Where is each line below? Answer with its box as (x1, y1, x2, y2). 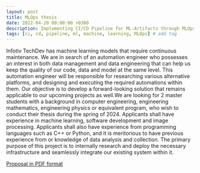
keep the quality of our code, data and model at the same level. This (6, 66, 173, 73)
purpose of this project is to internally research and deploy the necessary (6, 143, 186, 150)
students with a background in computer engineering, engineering (6, 98, 168, 105)
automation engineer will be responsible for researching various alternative (6, 73, 190, 80)
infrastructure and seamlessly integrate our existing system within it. (6, 149, 174, 156)
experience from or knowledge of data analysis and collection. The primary (6, 136, 191, 143)
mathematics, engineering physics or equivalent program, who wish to (6, 104, 179, 112)
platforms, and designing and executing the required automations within (6, 79, 183, 86)
